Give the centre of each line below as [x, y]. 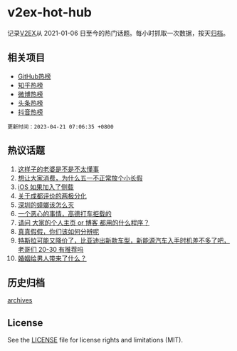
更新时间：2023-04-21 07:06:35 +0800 [60, 127]
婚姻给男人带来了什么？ [52, 258]
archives [20, 300]
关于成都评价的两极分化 [52, 195]
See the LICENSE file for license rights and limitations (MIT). [95, 340]
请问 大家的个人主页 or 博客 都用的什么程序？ [84, 223]
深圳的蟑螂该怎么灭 [46, 205]
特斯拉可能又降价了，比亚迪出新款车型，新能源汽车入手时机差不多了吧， [123, 240]
